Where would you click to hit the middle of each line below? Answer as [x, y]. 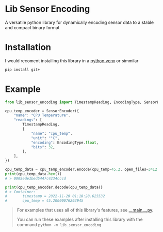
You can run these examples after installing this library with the [80, 219]
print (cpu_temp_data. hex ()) [33, 174]
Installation [28, 47]
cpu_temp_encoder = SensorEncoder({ [42, 111]
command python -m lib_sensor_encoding [59, 225]
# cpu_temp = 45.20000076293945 [44, 201]
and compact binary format [32, 27]
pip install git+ [23, 70]
